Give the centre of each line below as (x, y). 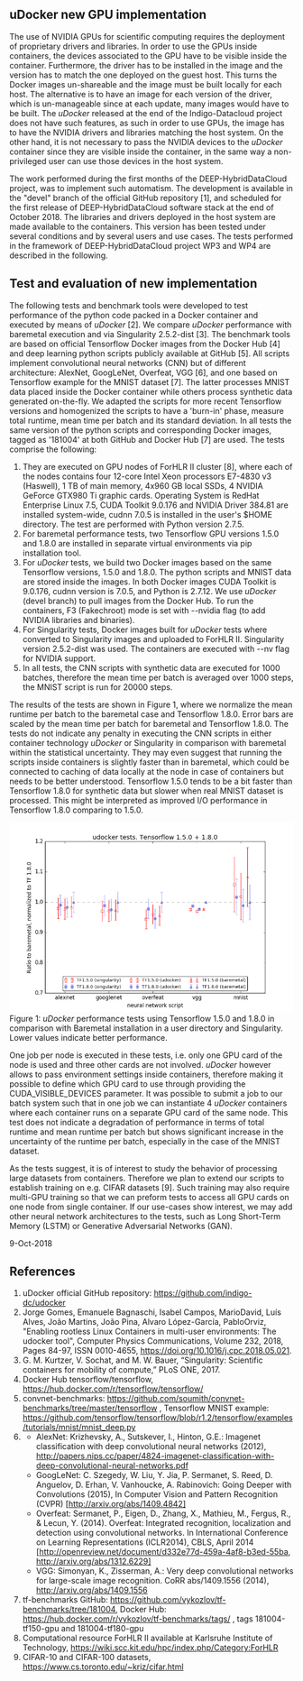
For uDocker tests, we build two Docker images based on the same (147, 562)
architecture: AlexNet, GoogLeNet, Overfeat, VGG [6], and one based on (143, 372)
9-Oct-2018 (31, 1243)
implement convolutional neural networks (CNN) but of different (128, 363)
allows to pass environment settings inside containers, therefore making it (147, 1074)
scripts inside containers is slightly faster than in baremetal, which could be (150, 762)
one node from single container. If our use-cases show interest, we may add (151, 1207)
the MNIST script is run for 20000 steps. (97, 687)
